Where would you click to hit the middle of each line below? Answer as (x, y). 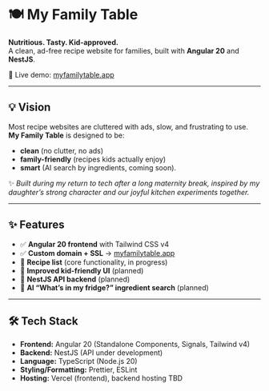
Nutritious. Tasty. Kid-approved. (63, 42)
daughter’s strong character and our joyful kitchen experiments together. (129, 192)
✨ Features (36, 225)
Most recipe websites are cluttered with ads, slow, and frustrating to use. (128, 126)
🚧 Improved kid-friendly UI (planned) (82, 270)
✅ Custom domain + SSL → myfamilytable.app (97, 253)
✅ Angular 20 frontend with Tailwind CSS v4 (94, 244)
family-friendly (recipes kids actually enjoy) (93, 159)
